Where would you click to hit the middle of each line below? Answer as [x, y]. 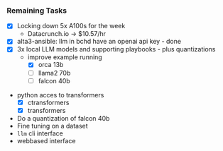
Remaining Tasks [37, 11]
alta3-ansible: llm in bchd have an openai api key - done [99, 42]
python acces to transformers [60, 95]
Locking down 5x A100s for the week [71, 26]
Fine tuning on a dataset [52, 126]
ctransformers [48, 102]
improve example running [65, 57]
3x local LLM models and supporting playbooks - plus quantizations [116, 49]
